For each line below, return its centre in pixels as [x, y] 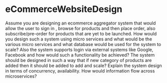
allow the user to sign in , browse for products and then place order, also [80, 28]
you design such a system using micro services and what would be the [79, 39]
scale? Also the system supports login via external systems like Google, [79, 49]
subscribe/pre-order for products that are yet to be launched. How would [81, 33]
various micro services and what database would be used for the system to [83, 44]
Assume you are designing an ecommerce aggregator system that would [80, 23]
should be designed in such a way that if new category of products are [78, 60]
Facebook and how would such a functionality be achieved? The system [80, 55]
